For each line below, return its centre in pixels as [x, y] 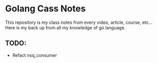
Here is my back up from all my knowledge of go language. [65, 27]
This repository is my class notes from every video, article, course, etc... [79, 22]
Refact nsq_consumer [34, 55]
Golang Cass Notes [45, 9]
